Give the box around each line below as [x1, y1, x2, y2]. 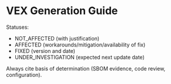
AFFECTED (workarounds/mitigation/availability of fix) [14, 41, 146, 48]
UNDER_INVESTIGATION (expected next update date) [14, 53, 145, 61]
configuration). [6, 71, 42, 78]
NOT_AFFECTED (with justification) [14, 35, 100, 42]
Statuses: [6, 23, 29, 31]
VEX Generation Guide [6, 4, 118, 18]
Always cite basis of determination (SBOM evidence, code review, [6, 65, 166, 72]
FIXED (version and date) [14, 47, 75, 54]
